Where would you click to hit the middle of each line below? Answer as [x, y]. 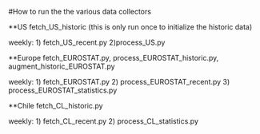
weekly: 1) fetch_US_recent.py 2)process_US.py [87, 42]
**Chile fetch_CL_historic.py [56, 106]
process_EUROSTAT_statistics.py [63, 90]
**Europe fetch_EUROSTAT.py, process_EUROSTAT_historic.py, [114, 58]
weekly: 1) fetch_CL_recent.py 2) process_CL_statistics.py [103, 121]
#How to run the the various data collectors [80, 12]
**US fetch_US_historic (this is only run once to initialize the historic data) [130, 27]
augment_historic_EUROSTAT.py [62, 66]
